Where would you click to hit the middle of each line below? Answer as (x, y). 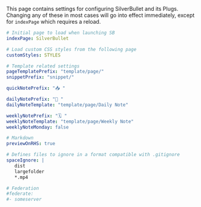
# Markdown (20, 138)
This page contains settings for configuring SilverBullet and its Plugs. (92, 9)
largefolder (29, 171)
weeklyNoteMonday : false (38, 127)
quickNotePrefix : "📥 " (36, 88)
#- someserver (24, 200)
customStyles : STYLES (34, 55)
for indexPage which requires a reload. (54, 22)
